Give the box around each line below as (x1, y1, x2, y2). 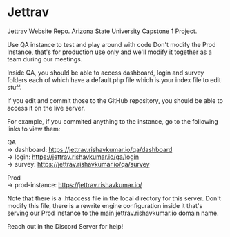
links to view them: (7, 124, 61, 133)
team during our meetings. (7, 55, 83, 63)
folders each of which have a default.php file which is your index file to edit (7, 75, 221, 84)
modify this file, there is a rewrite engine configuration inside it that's (7, 201, 203, 209)
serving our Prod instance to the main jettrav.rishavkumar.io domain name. (7, 209, 219, 217)
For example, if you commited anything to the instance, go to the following (7, 117, 219, 125)
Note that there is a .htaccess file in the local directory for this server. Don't (7, 194, 221, 202)
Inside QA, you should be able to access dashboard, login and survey (7, 68, 204, 77)
